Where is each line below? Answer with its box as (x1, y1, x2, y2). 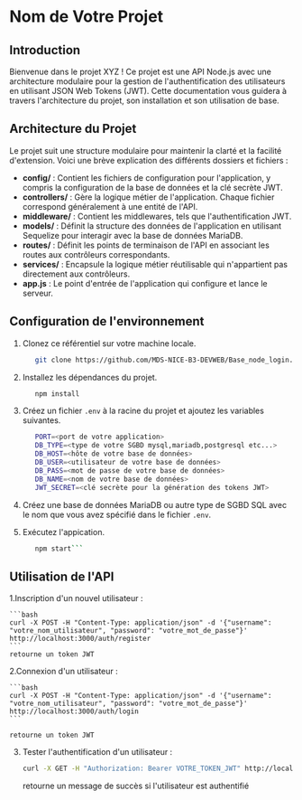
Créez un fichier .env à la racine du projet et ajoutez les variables (22, 405, 264, 417)
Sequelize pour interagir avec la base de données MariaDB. (22, 230, 243, 240)
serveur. (22, 287, 54, 298)
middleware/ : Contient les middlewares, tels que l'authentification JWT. (22, 211, 292, 221)
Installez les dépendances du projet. (22, 372, 158, 382)
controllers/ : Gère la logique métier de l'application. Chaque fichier (22, 192, 275, 202)
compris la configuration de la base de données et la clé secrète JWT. (22, 182, 283, 193)
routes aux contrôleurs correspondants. (22, 249, 170, 259)
